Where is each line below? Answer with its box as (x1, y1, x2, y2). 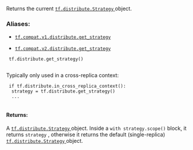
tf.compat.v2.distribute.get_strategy (14, 46, 111, 52)
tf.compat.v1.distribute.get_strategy (14, 34, 111, 40)
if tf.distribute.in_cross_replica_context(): (8, 83, 126, 90)
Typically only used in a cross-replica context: (6, 72, 119, 79)
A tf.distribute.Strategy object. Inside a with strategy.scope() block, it (6, 125, 187, 132)
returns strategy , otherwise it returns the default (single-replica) (6, 130, 165, 138)
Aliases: (6, 20, 31, 28)
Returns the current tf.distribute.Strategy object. (6, 5, 132, 12)
